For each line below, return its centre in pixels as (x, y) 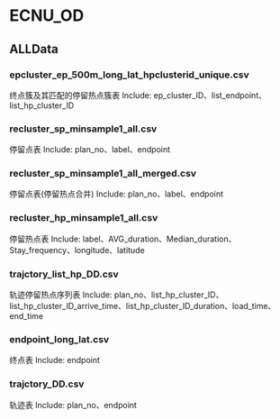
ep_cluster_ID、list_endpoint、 (210, 95)
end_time (26, 316)
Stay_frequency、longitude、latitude (77, 250)
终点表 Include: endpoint (55, 360)
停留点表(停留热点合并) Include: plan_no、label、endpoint (116, 194)
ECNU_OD (47, 16)
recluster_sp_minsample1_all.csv (83, 129)
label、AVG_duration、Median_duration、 (159, 239)
